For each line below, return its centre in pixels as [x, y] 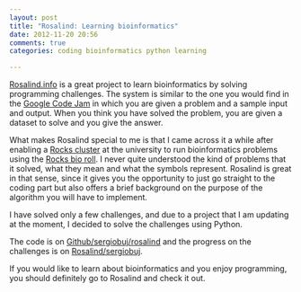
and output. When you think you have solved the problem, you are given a [146, 113]
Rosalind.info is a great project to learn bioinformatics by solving [128, 84]
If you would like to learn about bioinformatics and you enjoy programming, [148, 269]
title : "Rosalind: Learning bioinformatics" [94, 26]
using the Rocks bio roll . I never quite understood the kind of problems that [148, 159]
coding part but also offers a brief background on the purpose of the [136, 188]
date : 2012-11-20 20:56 [54, 34]
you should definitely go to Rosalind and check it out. [107, 279]
